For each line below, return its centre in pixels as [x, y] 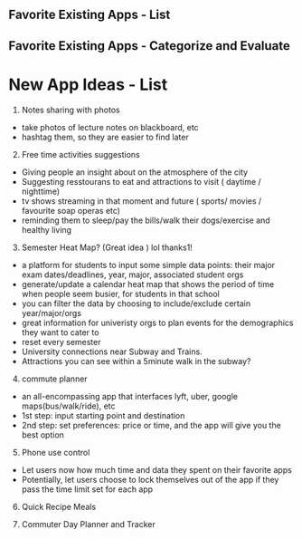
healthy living [47, 229]
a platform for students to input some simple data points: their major [148, 265]
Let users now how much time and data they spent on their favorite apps [157, 469]
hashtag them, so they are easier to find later [105, 137]
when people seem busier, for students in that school [121, 294]
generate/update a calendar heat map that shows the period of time [148, 284]
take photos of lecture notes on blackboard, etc [110, 127]
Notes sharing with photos [71, 110]
